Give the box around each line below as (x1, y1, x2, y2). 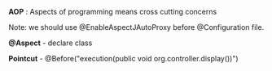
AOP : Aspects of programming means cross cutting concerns (8, 7, 217, 16)
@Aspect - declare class (8, 38, 93, 48)
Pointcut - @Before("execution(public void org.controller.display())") (8, 54, 239, 63)
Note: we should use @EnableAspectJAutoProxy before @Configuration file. (8, 23, 265, 31)
